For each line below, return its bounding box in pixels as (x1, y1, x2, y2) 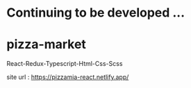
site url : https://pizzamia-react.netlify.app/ (6, 73, 129, 81)
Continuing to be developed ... (6, 5, 185, 21)
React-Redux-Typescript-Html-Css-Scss (6, 60, 123, 68)
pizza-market (6, 37, 86, 53)
